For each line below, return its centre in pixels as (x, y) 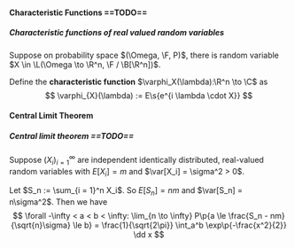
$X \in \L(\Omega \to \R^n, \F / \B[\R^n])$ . (85, 64)
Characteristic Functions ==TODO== (78, 12)
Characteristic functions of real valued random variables (116, 33)
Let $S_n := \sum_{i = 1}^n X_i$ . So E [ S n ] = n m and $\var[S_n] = (126, 192)
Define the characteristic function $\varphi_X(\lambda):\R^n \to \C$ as (139, 81)
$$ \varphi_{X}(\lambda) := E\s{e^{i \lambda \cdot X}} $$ (149, 95)
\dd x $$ (149, 235)
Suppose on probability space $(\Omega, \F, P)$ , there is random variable (144, 55)
